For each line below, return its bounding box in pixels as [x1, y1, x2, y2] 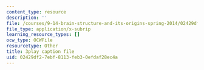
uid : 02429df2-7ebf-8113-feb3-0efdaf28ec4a [6, 54, 118, 60]
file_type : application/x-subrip [6, 26, 91, 32]
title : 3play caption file [6, 49, 75, 55]
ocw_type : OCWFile [6, 37, 53, 43]
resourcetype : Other [6, 43, 59, 49]
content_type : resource [6, 9, 67, 15]
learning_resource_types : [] [6, 32, 80, 38]
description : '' [6, 15, 47, 21]
